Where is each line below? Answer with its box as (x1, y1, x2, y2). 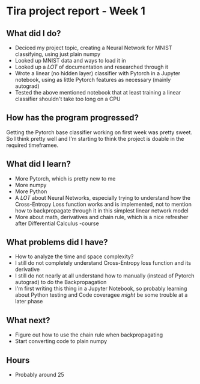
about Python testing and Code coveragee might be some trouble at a (14, 291, 188, 299)
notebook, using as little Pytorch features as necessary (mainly (14, 76, 171, 83)
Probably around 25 (14, 371, 64, 379)
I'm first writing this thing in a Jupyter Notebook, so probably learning (14, 285, 187, 293)
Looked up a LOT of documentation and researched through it (14, 63, 169, 70)
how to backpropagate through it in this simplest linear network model (14, 206, 189, 214)
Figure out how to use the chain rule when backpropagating (14, 331, 163, 338)
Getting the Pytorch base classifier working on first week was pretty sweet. (6, 128, 193, 136)
